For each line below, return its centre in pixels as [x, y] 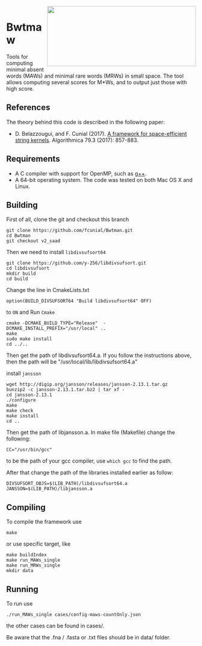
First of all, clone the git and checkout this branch [68, 219]
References [28, 108]
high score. [20, 88]
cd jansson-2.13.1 [29, 395]
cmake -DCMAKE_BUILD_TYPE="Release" [52, 323]
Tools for [17, 56]
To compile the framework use [44, 522]
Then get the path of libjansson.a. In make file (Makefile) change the [91, 433]
